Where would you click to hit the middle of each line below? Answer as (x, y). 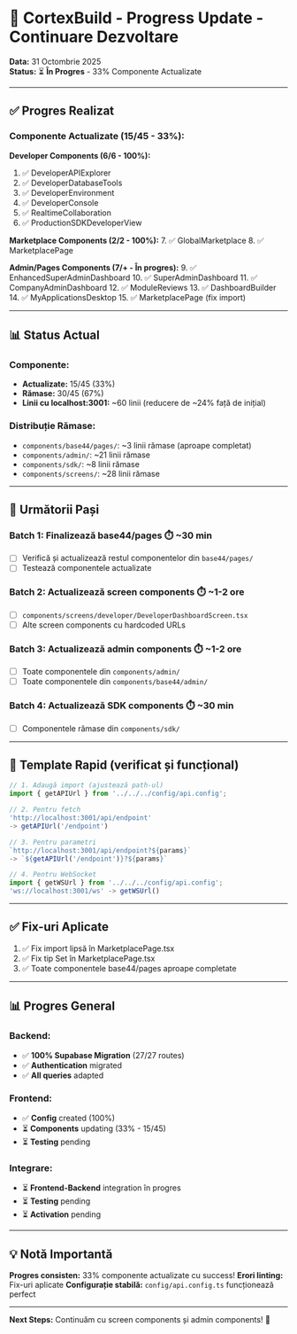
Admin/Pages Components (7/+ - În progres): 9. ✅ (103, 267)
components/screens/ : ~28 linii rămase (91, 473)
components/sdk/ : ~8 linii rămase (80, 464)
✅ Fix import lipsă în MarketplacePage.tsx (98, 948)
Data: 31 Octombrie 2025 (55, 61)
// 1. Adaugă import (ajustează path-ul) (87, 785)
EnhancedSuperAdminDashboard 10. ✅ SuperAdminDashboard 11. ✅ (133, 277)
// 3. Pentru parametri (53, 842)
